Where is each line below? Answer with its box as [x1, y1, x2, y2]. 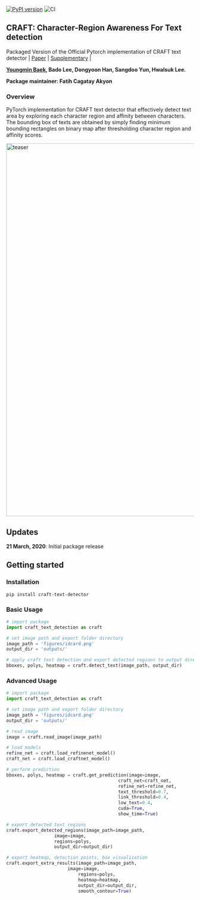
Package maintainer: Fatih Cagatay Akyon [6, 78, 112, 85]
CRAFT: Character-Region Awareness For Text [6, 23, 182, 33]
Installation [6, 578, 40, 586]
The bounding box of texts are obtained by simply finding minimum [6, 119, 171, 126]
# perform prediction [6, 767, 60, 773]
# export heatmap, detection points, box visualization [6, 855, 148, 861]
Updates [6, 527, 39, 537]
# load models [6, 745, 42, 751]
